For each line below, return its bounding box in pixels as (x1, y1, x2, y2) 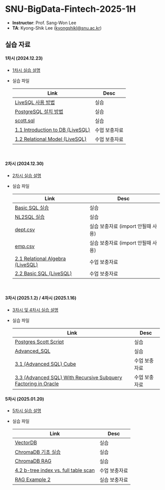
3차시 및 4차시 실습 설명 (12, 307, 59, 313)
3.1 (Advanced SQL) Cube (14, 360, 76, 367)
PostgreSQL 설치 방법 (14, 108, 63, 115)
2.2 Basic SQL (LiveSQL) (14, 270, 72, 277)
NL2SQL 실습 (14, 213, 45, 220)
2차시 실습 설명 (12, 173, 42, 178)
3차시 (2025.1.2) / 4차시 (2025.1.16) (5, 295, 77, 301)
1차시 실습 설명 (12, 67, 41, 73)
